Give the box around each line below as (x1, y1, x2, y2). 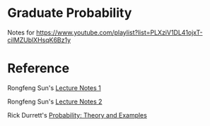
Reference (7, 61, 69, 77)
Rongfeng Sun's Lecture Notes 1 (7, 83, 101, 92)
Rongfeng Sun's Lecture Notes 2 (7, 97, 103, 106)
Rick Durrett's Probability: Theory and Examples (7, 111, 147, 119)
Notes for (7, 28, 35, 37)
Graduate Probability (7, 5, 132, 21)
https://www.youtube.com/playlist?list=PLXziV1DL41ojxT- (36, 28, 203, 37)
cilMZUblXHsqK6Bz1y (7, 35, 71, 44)
